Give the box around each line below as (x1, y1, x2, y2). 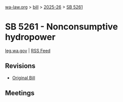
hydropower (5, 32, 56, 43)
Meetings (5, 89, 35, 97)
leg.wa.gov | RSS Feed (5, 47, 51, 53)
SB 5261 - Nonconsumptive (5, 21, 118, 32)
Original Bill (12, 75, 36, 81)
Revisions (5, 62, 36, 70)
